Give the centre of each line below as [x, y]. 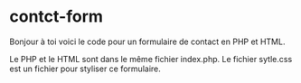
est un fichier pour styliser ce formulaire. [85, 69]
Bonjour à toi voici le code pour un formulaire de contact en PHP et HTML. [147, 41]
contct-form [56, 17]
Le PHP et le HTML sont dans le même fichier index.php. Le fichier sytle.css [151, 59]
